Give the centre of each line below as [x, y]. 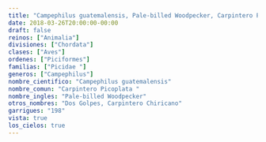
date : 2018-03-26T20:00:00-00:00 [63, 23]
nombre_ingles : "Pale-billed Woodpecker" [78, 96]
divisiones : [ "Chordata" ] [51, 45]
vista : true [28, 118]
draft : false [30, 30]
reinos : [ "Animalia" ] [44, 37]
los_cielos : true [37, 125]
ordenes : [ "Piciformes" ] [49, 60]
